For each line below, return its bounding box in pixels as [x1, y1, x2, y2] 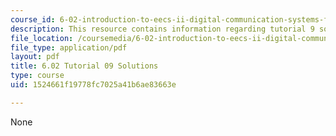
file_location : [10, 33, 74, 43]
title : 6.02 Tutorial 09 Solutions [10, 61, 159, 71]
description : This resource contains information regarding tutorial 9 [10, 24, 315, 34]
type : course [10, 71, 65, 81]
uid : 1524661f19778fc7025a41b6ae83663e [10, 80, 177, 90]
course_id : [10, 14, 56, 25]
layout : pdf [10, 52, 60, 62]
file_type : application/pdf [10, 42, 128, 53]
